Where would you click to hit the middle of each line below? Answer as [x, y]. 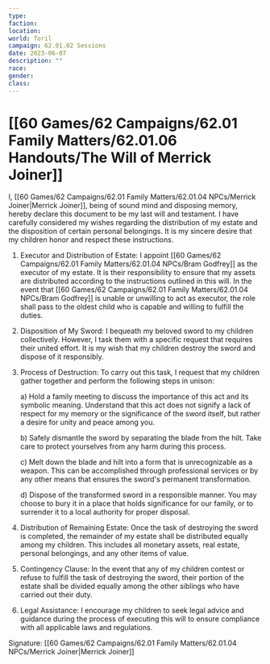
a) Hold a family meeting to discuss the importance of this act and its [134, 397]
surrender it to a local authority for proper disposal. [105, 512]
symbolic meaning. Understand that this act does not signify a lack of [135, 405]
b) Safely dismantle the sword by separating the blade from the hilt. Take [141, 438]
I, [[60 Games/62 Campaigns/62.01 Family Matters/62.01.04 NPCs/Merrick [132, 197]
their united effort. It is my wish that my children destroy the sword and [138, 349]
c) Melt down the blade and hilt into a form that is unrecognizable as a [136, 462]
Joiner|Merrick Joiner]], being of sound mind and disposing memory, [123, 206]
